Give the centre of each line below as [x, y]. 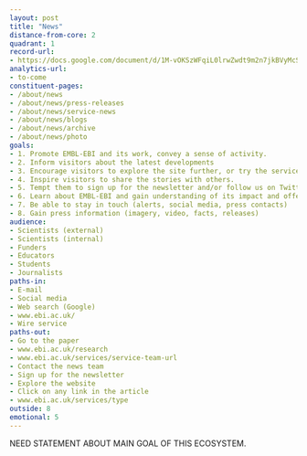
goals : [22, 145]
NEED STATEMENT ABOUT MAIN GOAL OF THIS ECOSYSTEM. [128, 443]
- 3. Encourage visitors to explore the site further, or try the [138, 171]
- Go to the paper [44, 341]
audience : [28, 222]
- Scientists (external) [57, 230]
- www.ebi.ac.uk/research [58, 349]
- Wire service [38, 324]
